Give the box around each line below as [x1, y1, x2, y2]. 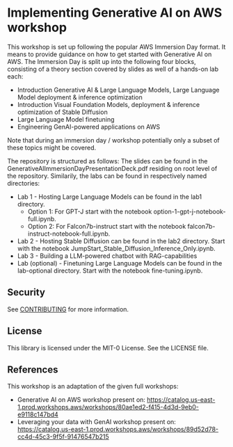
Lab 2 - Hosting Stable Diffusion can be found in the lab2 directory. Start [17, 236, 225, 245]
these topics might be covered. [7, 143, 97, 152]
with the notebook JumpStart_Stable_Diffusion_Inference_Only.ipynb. [17, 244, 216, 252]
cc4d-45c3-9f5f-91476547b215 [17, 432, 109, 441]
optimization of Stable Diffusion [17, 108, 108, 116]
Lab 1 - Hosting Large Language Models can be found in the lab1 [17, 193, 202, 201]
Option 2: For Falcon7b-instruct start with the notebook [27, 222, 186, 230]
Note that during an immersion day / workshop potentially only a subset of [7, 136, 220, 144]
